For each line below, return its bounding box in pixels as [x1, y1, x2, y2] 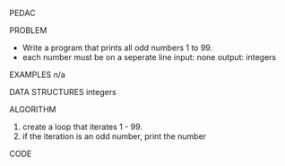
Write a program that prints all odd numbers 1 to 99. [22, 42, 213, 53]
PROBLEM [9, 25, 47, 35]
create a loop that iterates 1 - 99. [22, 121, 143, 132]
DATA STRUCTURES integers [9, 87, 117, 97]
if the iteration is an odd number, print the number [22, 131, 207, 142]
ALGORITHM [9, 104, 56, 115]
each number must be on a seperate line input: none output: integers [22, 52, 276, 62]
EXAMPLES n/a [9, 69, 65, 80]
